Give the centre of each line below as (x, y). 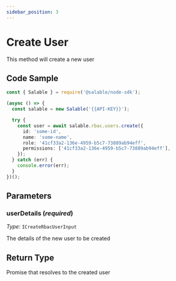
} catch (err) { (32, 160)
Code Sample (32, 78)
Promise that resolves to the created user (58, 272)
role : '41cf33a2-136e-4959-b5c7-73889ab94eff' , (84, 143)
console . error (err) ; (43, 166)
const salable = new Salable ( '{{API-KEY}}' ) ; (71, 109)
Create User (38, 42)
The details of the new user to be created (58, 238)
